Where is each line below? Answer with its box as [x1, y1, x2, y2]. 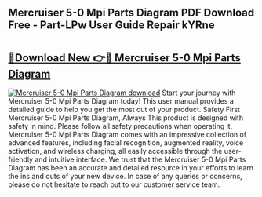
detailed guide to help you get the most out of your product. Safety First [8, 105, 241, 114]
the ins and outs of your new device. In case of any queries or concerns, [8, 172, 243, 181]
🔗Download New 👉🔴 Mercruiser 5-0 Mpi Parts [8, 51, 241, 64]
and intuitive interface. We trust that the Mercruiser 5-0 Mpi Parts [35, 155, 246, 164]
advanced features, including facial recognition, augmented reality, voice [8, 138, 244, 148]
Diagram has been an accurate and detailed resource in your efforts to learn [8, 163, 253, 172]
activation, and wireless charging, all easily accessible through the [8, 147, 223, 155]
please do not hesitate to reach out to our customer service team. [8, 180, 220, 189]
